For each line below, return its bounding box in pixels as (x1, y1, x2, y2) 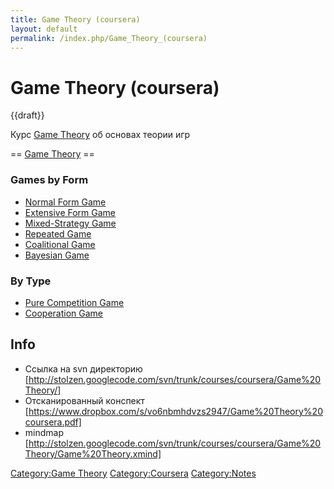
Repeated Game (24, 227, 92, 240)
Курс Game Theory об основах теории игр (10, 129, 191, 141)
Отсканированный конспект (24, 394, 145, 406)
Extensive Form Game (24, 206, 117, 218)
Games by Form (10, 173, 89, 187)
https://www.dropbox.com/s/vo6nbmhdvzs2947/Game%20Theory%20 (28, 405, 323, 417)
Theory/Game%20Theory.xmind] (24, 447, 162, 460)
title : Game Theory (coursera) (10, 14, 141, 25)
